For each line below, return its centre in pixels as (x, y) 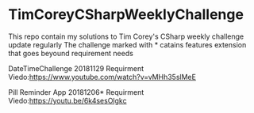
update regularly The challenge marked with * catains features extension (127, 44)
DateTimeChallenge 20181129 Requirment (76, 68)
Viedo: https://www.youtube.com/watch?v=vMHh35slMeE (102, 77)
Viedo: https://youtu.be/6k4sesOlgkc (67, 100)
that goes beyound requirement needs (71, 53)
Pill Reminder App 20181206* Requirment (76, 92)
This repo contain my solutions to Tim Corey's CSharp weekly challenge (126, 36)
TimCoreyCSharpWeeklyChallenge (126, 15)
